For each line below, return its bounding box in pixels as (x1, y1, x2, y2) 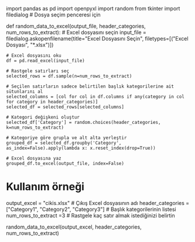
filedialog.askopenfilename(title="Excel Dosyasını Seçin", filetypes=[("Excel (6, 35, 189, 42)
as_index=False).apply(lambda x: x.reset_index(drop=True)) (6, 145, 156, 151)
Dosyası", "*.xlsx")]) (6, 41, 54, 48)
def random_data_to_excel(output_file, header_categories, (6, 23, 146, 29)
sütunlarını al (6, 89, 43, 95)
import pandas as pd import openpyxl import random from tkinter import (6, 5, 180, 12)
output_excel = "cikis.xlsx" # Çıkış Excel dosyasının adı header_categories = (6, 199, 190, 206)
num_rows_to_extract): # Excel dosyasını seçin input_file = (6, 29, 146, 36)
